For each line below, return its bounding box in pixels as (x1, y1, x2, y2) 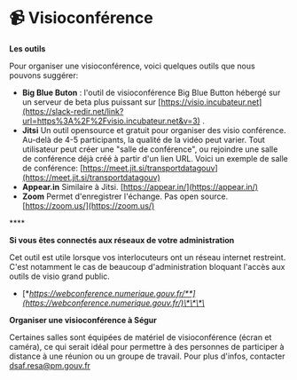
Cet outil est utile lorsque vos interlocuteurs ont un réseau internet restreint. (9, 251, 286, 263)
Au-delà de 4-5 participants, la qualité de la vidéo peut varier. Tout (21, 134, 266, 145)
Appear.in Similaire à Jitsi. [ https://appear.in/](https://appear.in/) (21, 181, 259, 192)
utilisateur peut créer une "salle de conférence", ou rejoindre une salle (21, 144, 278, 154)
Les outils (9, 43, 46, 54)
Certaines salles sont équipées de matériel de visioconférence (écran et (9, 331, 272, 343)
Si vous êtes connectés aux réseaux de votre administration (9, 234, 235, 245)
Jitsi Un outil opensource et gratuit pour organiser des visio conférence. (21, 124, 286, 135)
